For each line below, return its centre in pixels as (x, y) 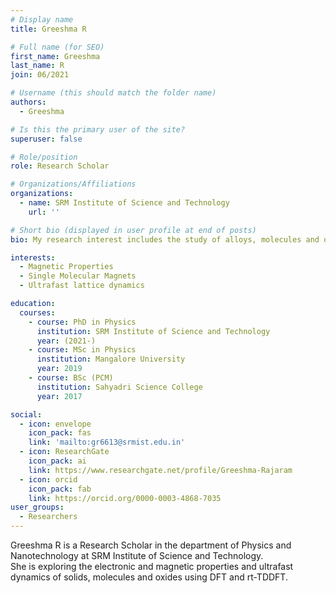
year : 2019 (59, 369)
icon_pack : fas (60, 433)
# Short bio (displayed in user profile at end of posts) (133, 230)
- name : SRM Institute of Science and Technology (124, 203)
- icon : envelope (55, 424)
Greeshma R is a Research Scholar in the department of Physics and (151, 545)
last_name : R (37, 66)
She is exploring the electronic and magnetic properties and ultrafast (152, 566)
